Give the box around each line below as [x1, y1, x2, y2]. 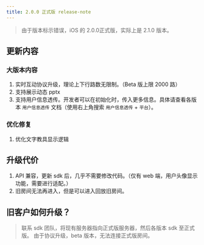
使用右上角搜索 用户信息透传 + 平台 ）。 [66, 104, 157, 111]
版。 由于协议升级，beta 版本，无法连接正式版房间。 [21, 232, 153, 240]
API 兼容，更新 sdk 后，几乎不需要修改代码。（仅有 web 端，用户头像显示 [15, 172, 198, 180]
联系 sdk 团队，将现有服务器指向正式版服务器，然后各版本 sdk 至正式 [21, 224, 195, 232]
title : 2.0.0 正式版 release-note [6, 9, 91, 15]
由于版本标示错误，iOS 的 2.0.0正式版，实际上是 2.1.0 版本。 [21, 26, 172, 34]
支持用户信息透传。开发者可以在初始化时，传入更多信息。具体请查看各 [15, 96, 192, 104]
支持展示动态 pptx [15, 88, 61, 96]
